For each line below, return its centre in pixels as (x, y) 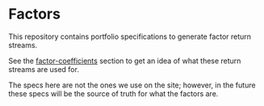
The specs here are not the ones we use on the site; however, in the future (132, 85)
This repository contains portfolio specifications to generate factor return (130, 36)
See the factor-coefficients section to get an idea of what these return (125, 61)
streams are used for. (44, 69)
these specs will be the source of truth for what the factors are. (113, 93)
